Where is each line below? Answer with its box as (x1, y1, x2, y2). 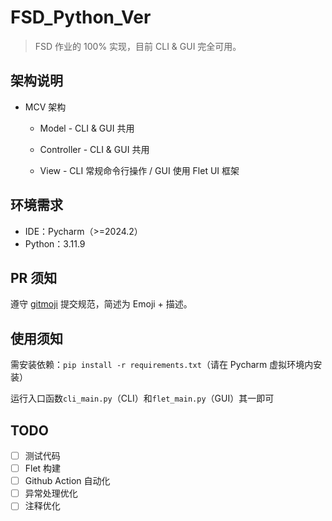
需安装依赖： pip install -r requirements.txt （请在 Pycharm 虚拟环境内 (10, 359, 314, 371)
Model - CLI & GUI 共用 (39, 122, 135, 134)
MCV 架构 (24, 101, 67, 113)
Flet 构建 (24, 462, 62, 475)
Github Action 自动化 (24, 475, 111, 487)
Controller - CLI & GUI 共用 (39, 143, 150, 155)
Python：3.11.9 (24, 237, 86, 250)
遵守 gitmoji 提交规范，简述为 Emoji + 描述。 (10, 298, 193, 310)
